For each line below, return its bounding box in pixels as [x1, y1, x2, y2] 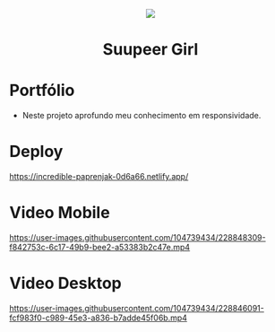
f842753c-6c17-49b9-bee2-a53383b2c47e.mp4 [9, 242, 191, 252]
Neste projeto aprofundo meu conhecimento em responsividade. [21, 110, 262, 121]
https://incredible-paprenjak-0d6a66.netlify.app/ [9, 171, 189, 182]
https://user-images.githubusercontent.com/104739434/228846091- [9, 302, 264, 313]
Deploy [9, 142, 64, 162]
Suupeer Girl [102, 39, 199, 60]
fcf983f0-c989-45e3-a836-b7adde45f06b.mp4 [9, 312, 188, 323]
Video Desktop [9, 274, 123, 293]
